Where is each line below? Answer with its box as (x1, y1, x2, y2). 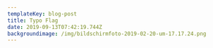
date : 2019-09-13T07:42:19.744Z (7, 23, 102, 30)
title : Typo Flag (7, 17, 59, 24)
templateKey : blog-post (7, 10, 78, 18)
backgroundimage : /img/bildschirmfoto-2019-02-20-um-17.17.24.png (7, 30, 207, 37)
